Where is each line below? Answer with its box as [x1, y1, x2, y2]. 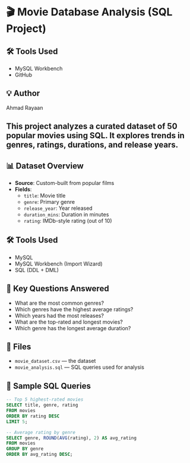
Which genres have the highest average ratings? [14, 305, 134, 312]
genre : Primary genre [23, 199, 75, 206]
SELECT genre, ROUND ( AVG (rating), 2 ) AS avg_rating [6, 435, 137, 441]
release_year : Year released [23, 205, 93, 212]
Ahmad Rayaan [6, 104, 43, 111]
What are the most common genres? [14, 299, 104, 306]
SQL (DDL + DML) [14, 266, 59, 273]
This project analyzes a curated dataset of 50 [6, 122, 178, 132]
